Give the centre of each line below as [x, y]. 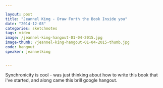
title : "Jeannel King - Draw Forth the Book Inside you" [66, 19]
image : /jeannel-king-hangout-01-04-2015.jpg [54, 38]
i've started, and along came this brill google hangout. [61, 80]
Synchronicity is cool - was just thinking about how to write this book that [82, 75]
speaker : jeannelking [28, 52]
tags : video [18, 33]
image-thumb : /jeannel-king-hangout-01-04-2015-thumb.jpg [67, 42]
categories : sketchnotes [31, 28]
